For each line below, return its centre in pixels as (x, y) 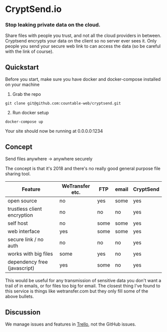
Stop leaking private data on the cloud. (53, 25)
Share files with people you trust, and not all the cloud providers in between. (83, 35)
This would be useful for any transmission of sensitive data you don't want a (83, 281)
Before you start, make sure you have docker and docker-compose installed (83, 79)
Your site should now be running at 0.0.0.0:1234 (54, 131)
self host (18, 223)
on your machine (22, 85)
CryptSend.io (34, 9)
